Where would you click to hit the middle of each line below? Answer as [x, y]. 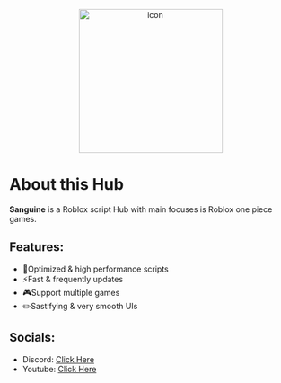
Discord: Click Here [58, 359]
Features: [37, 247]
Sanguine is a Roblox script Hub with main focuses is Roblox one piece [141, 209]
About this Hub [66, 185]
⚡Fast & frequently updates [73, 279]
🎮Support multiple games [71, 292]
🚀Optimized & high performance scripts [95, 269]
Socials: [32, 338]
